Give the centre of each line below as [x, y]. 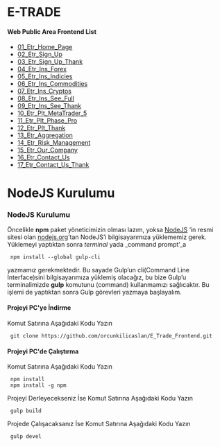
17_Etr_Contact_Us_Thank [53, 165]
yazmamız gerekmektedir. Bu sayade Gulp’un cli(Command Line [98, 270]
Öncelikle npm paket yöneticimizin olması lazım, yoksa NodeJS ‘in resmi [110, 229]
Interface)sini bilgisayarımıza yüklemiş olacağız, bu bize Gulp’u [97, 277]
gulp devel [26, 437]
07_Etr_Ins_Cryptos [44, 91]
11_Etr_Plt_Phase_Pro [47, 121]
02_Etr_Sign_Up [40, 54]
